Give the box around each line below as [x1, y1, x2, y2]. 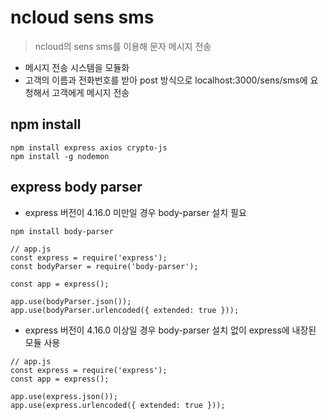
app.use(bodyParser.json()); [10, 296, 132, 306]
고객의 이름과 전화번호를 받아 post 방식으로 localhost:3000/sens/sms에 [24, 74, 308, 86]
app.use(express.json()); [10, 391, 118, 401]
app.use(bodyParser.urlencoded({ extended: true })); [10, 305, 240, 315]
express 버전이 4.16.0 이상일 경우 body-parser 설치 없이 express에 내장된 [24, 324, 317, 336]
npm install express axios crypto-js [10, 142, 168, 153]
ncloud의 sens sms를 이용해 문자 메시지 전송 [34, 40, 212, 52]
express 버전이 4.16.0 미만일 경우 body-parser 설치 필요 [24, 206, 247, 218]
